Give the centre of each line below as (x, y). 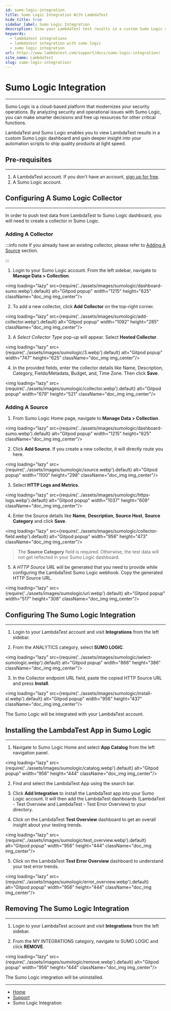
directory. (23, 810)
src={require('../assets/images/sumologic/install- (101, 694)
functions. (16, 123)
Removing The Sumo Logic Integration (67, 909)
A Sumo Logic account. (37, 182)
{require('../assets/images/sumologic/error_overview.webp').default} (77, 882)
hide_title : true (24, 19)
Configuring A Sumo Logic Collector (64, 198)
